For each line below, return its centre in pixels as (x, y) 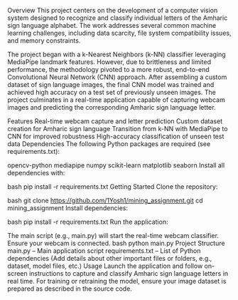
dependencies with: (36, 173)
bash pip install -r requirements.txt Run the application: (88, 222)
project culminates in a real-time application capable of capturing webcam (116, 100)
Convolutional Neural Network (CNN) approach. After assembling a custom (117, 77)
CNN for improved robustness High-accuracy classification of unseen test (116, 136)
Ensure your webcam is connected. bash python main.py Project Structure (116, 243)
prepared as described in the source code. (70, 289)
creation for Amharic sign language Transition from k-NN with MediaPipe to (118, 129)
